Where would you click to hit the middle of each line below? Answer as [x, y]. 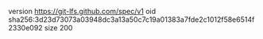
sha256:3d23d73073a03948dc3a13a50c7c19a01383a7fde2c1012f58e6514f [131, 19]
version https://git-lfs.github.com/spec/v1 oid [82, 11]
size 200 [58, 28]
